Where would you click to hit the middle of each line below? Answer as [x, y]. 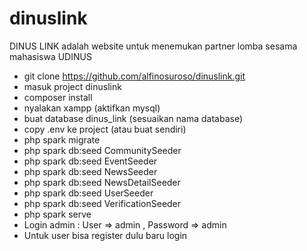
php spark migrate [62, 139]
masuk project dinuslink [72, 86]
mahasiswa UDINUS [50, 56]
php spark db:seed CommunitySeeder [102, 150]
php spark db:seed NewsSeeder [90, 171]
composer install [58, 97]
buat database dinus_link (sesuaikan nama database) [133, 118]
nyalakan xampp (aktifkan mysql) [92, 108]
